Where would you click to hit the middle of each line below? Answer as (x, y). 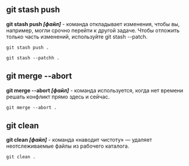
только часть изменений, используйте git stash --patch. (77, 36)
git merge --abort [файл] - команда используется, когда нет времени (95, 90)
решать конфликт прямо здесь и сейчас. (58, 97)
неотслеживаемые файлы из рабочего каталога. (68, 146)
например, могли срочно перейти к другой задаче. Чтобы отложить (93, 30)
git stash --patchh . (33, 58)
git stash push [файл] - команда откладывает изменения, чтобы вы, (93, 24)
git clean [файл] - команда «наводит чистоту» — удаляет (79, 140)
